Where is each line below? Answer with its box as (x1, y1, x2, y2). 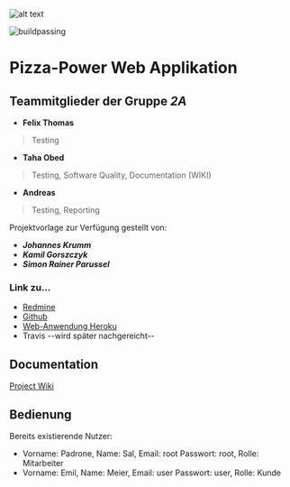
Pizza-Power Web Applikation (9, 58, 238, 78)
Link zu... (9, 280, 51, 293)
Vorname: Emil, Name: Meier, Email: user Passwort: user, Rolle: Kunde (22, 467, 282, 478)
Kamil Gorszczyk (22, 249, 88, 260)
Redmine (22, 302, 56, 313)
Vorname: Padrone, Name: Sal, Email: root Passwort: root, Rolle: (22, 447, 259, 459)
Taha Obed (22, 152, 65, 162)
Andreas (22, 188, 56, 198)
